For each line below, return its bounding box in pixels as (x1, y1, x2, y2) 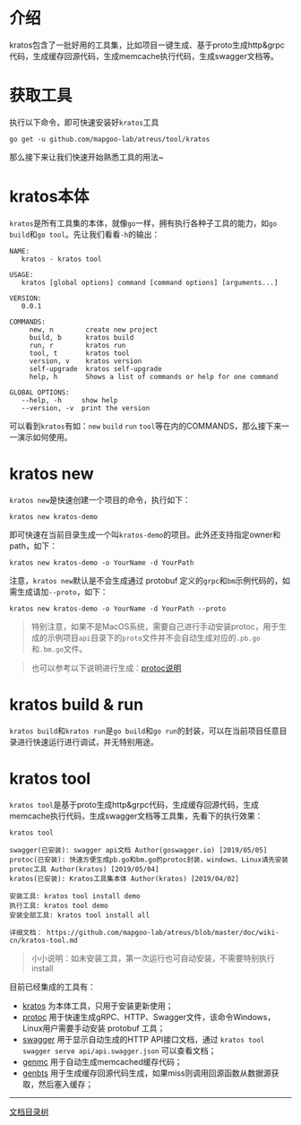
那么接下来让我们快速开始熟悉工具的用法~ (9, 151, 164, 162)
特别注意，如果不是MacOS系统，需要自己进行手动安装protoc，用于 (30, 620, 279, 632)
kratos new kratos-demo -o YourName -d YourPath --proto (9, 604, 227, 613)
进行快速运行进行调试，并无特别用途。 (16, 736, 159, 747)
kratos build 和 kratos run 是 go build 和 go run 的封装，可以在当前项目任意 (9, 725, 279, 736)
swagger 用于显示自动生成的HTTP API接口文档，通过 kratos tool (21, 1034, 265, 1044)
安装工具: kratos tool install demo (9, 891, 141, 901)
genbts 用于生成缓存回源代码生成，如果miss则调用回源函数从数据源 (21, 1068, 271, 1078)
